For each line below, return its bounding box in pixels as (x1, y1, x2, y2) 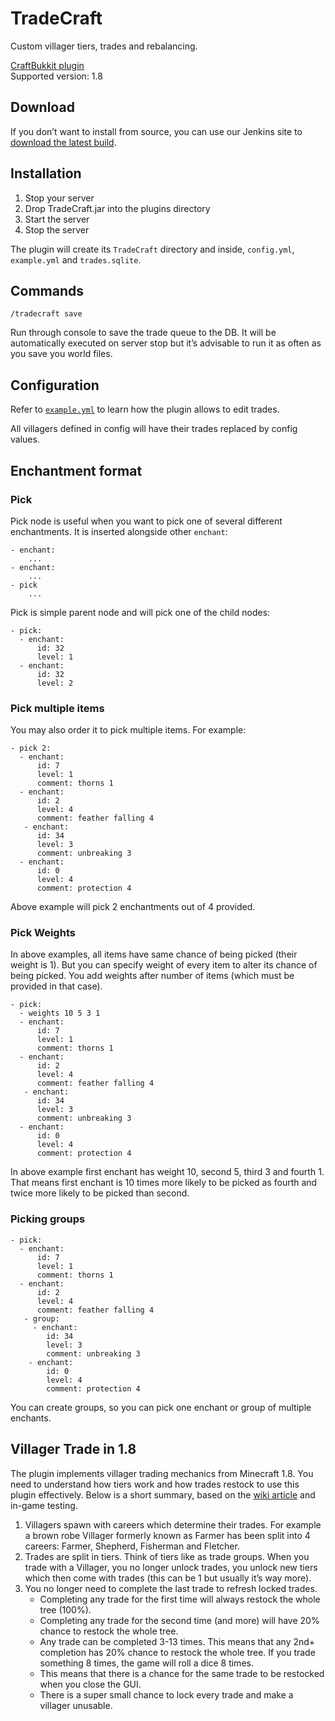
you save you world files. (10, 348, 113, 360)
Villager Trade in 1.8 (10, 1441, 137, 1458)
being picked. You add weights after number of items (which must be (10, 970, 295, 982)
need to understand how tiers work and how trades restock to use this (10, 1478, 300, 1490)
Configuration (10, 377, 100, 394)
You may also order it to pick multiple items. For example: (10, 724, 247, 736)
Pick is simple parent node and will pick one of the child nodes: (10, 606, 271, 618)
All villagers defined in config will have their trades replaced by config (10, 423, 298, 435)
